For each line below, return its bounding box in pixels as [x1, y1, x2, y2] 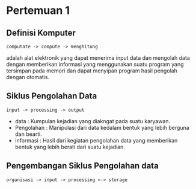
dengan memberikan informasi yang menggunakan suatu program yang [6, 61, 185, 68]
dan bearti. [14, 130, 42, 138]
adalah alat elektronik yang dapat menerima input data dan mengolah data [6, 54, 191, 61]
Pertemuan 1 [6, 4, 70, 18]
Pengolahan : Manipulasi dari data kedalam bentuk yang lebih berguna [14, 124, 189, 131]
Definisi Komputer [6, 28, 76, 38]
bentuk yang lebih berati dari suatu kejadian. [14, 143, 125, 150]
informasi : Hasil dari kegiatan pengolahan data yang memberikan [14, 136, 178, 144]
